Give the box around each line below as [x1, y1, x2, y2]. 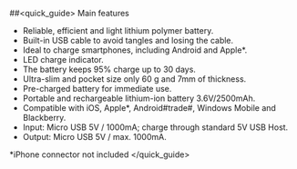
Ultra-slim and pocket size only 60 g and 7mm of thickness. [22, 74, 247, 84]
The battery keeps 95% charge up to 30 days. [22, 64, 196, 75]
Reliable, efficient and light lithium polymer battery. [22, 25, 214, 35]
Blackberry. [22, 113, 67, 123]
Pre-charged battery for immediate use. [22, 84, 172, 94]
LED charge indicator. [22, 55, 104, 65]
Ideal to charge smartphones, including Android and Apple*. [22, 45, 248, 55]
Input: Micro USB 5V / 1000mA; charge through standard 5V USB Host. [22, 122, 289, 133]
